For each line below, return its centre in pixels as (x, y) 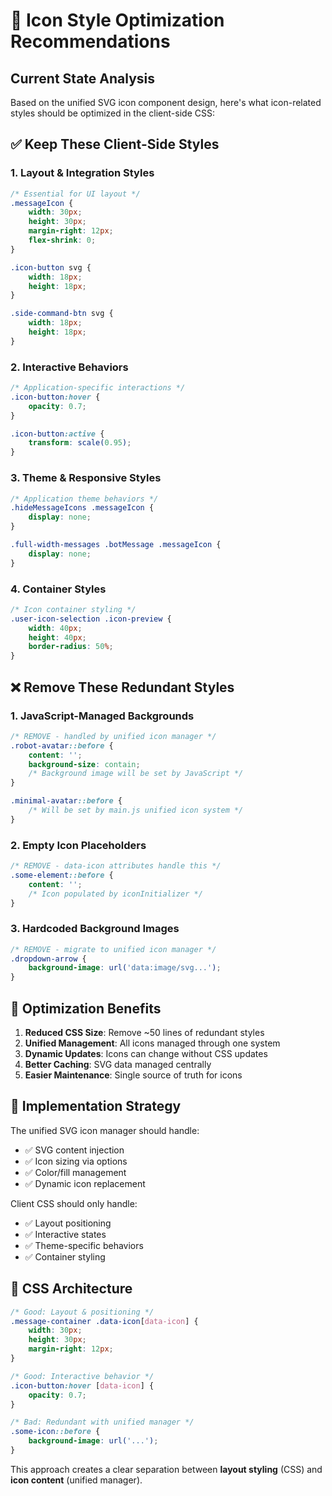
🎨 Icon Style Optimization (117, 20)
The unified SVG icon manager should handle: (105, 1130)
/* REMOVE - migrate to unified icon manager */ (113, 949)
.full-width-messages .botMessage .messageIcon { (116, 545)
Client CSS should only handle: (74, 1203)
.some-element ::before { (62, 875)
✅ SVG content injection (74, 1150)
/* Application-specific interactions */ (98, 388)
